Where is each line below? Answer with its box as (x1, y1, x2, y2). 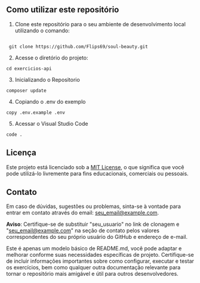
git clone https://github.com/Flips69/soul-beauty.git (8, 43, 148, 49)
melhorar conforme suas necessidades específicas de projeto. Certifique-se (6, 251, 194, 259)
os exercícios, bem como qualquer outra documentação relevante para (6, 264, 181, 271)
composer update (6, 88, 47, 94)
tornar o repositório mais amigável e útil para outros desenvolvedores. (6, 270, 179, 278)
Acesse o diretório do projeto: (14, 54, 88, 61)
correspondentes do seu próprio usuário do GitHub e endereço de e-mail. (6, 234, 188, 241)
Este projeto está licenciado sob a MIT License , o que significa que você (6, 163, 184, 170)
